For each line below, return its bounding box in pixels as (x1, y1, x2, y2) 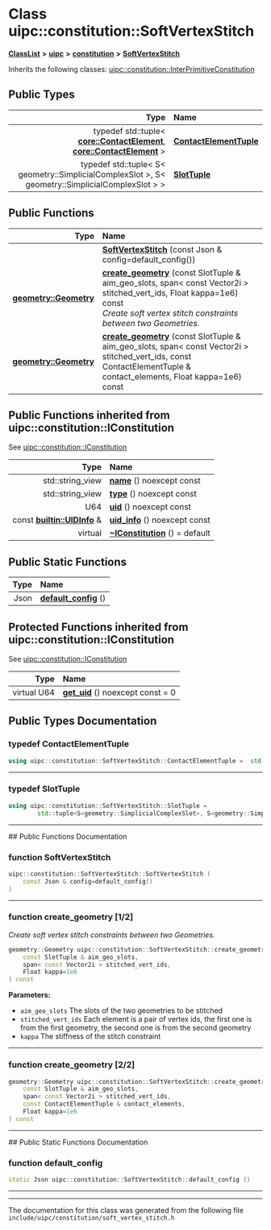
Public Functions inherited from (8, 408, 171, 422)
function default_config (8, 1157, 103, 1169)
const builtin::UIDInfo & (12, 514, 102, 525)
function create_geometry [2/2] (8, 1059, 135, 1070)
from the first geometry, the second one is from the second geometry (19, 1023, 252, 1033)
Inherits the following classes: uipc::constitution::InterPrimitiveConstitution (8, 64, 256, 73)
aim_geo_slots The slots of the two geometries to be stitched (19, 1006, 223, 1015)
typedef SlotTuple (8, 784, 81, 795)
